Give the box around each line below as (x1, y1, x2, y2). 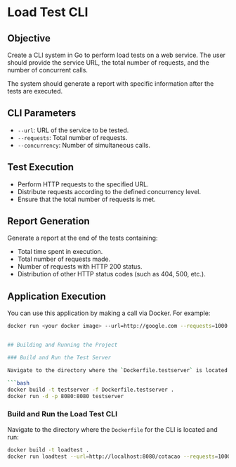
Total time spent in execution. (17, 248, 103, 256)
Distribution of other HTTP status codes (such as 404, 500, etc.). (17, 270, 206, 279)
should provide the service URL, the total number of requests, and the (7, 58, 209, 67)
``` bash (7, 379, 30, 387)
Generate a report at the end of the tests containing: (7, 233, 158, 243)
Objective (7, 32, 51, 44)
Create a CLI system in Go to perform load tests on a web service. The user (7, 51, 226, 59)
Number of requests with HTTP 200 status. (17, 262, 143, 271)
